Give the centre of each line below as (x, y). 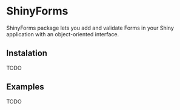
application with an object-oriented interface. (63, 34)
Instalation (27, 53)
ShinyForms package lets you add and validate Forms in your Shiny (90, 28)
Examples (25, 87)
